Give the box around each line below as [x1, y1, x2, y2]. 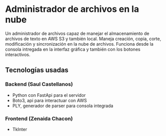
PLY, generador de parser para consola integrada [12, 103, 113, 109]
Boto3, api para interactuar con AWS [12, 97, 87, 103]
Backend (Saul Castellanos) [5, 81, 73, 88]
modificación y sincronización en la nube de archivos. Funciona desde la [5, 41, 154, 47]
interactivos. [5, 51, 31, 58]
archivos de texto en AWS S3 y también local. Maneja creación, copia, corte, [5, 36, 162, 42]
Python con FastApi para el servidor [12, 92, 86, 98]
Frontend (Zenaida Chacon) [5, 115, 73, 122]
